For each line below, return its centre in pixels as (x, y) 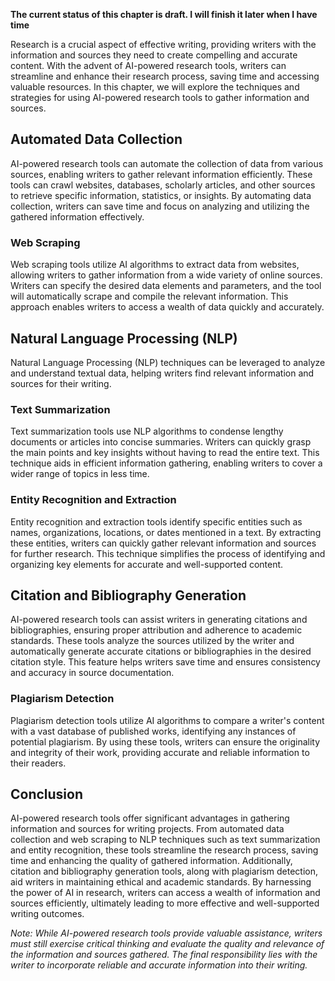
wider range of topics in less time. (80, 474)
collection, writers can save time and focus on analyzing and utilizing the (160, 206)
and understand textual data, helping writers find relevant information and (162, 373)
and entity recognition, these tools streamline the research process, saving (164, 850)
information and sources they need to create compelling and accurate (154, 55)
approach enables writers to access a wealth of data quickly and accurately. (167, 307)
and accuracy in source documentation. (92, 673)
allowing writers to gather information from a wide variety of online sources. (166, 275)
